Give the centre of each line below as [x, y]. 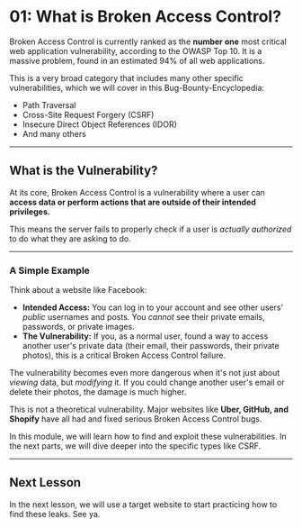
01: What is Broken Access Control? [145, 17]
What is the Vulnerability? [84, 171]
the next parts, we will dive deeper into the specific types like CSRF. [135, 446]
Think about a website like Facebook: [78, 290]
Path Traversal [49, 105]
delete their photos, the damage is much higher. [98, 392]
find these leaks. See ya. [55, 514]
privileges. [30, 211]
